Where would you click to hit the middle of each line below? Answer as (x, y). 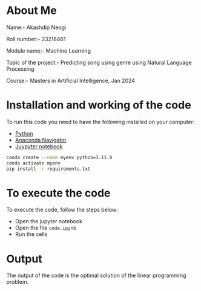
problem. (18, 282)
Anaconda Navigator (41, 140)
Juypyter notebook (39, 146)
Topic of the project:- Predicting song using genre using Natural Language (99, 62)
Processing (20, 69)
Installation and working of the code (99, 105)
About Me (31, 11)
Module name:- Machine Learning (48, 51)
